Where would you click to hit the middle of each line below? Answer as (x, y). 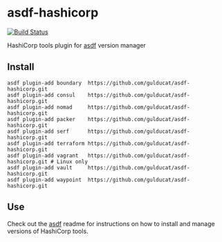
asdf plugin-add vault (40, 167)
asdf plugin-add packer (41, 119)
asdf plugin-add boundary (44, 83)
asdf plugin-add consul (41, 95)
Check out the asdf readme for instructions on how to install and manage (111, 223)
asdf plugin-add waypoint (44, 180)
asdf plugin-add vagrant (43, 156)
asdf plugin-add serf (38, 131)
